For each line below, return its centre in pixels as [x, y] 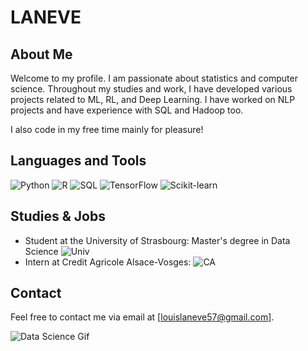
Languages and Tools [78, 161]
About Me [41, 54]
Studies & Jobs [58, 216]
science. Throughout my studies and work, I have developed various [151, 89]
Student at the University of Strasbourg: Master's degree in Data [157, 240]
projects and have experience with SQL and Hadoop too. [127, 110]
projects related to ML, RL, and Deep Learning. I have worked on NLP [153, 99]
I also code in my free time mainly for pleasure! [107, 129]
